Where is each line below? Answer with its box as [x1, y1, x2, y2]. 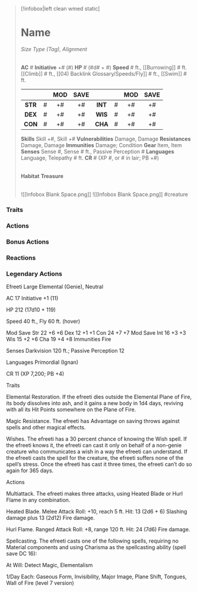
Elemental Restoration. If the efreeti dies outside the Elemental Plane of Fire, [6, 393, 192, 400]
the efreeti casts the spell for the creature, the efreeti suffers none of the [6, 454, 184, 461]
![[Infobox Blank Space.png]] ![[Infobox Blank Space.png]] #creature [20, 191, 189, 198]
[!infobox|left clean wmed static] [20, 5, 100, 12]
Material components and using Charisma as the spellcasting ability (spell [6, 543, 186, 550]
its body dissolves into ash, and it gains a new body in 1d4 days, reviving [6, 399, 184, 407]
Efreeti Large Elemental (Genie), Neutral [6, 283, 104, 290]
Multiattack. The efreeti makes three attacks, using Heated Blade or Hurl [6, 490, 183, 497]
